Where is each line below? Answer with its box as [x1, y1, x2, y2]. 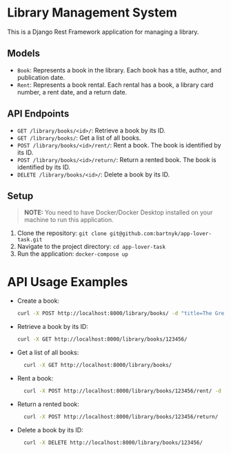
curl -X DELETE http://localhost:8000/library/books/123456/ [23, 439, 203, 446]
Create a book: [17, 296, 60, 305]
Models [7, 48, 40, 59]
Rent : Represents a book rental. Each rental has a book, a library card [17, 81, 214, 89]
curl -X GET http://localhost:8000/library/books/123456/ [17, 336, 188, 343]
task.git [17, 236, 43, 243]
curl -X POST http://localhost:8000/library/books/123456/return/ [23, 413, 219, 420]
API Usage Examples [7, 274, 128, 290]
